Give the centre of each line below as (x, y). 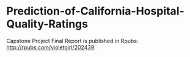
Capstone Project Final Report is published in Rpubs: (72, 41)
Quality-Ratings (47, 24)
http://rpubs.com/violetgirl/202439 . (51, 47)
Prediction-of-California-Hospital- (95, 11)
